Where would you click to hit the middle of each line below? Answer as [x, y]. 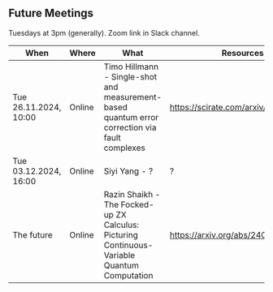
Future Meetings [51, 13]
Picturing [121, 234]
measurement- [133, 97]
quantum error [131, 117]
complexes [125, 148]
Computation [128, 275]
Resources [243, 53]
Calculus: [121, 225]
